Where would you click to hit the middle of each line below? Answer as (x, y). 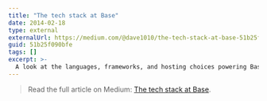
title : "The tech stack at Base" (64, 15)
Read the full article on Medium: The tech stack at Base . (119, 89)
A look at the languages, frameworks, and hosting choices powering (131, 67)
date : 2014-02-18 (37, 23)
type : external (33, 30)
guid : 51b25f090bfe (41, 45)
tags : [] (23, 52)
